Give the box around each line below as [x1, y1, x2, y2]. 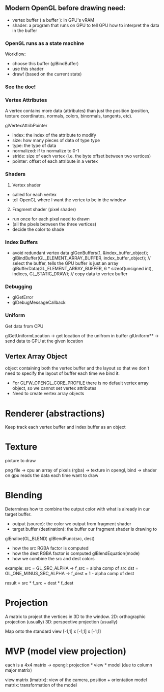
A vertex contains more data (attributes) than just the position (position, [5, 108, 150, 114]
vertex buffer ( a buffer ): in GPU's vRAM [12, 17, 95, 23]
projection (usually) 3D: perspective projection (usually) [5, 619, 118, 625]
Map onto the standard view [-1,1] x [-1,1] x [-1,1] [5, 628, 101, 634]
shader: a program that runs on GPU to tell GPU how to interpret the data [12, 22, 160, 28]
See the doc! [5, 83, 36, 90]
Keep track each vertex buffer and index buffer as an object [5, 424, 126, 430]
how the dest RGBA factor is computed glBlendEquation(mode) [12, 550, 140, 556]
